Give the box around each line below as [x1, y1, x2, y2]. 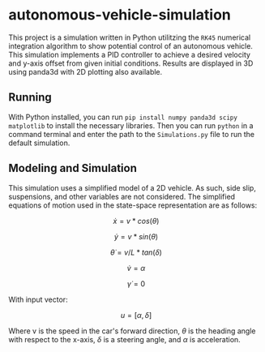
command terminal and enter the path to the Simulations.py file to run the [8, 129, 255, 139]
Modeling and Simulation [8, 161, 138, 175]
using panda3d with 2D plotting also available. [8, 67, 163, 76]
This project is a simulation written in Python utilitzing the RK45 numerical [8, 32, 251, 42]
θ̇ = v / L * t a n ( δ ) [110, 247, 162, 257]
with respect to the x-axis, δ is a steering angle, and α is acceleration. [8, 334, 241, 344]
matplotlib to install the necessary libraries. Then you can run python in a [8, 120, 254, 131]
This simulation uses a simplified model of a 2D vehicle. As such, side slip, [8, 182, 257, 192]
